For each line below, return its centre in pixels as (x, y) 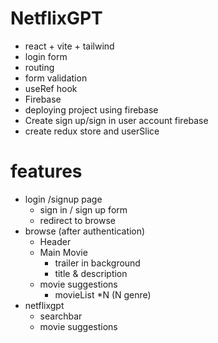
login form (46, 56)
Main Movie (63, 252)
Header (55, 241)
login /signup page (63, 199)
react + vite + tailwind (69, 46)
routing (39, 67)
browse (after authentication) (85, 231)
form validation (56, 78)
